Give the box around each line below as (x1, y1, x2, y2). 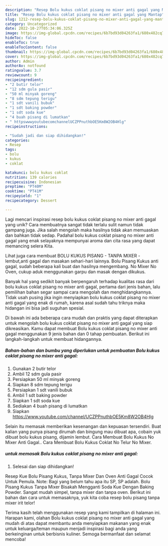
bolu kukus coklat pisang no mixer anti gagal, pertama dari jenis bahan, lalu (5, 284, 160, 290)
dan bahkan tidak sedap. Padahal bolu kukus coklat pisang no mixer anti (5, 232, 154, 238)
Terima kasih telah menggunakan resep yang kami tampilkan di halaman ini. (5, 509, 161, 515)
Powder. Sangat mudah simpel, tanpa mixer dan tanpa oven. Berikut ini (5, 489, 151, 495)
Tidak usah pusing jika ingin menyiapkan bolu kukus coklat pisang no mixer (5, 294, 160, 300)
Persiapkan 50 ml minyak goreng (12, 376, 80, 382)
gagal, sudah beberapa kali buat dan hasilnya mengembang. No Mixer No (5, 263, 156, 269)
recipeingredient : (5, 77, 43, 82)
